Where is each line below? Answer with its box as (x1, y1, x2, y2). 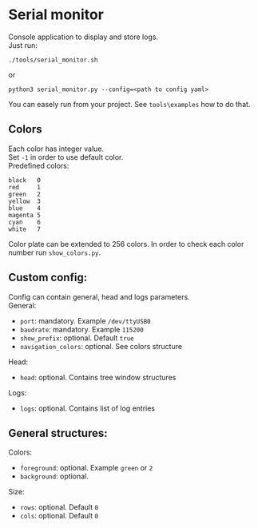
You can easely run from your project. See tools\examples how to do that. (8, 99, 251, 109)
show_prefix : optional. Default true (19, 333, 134, 343)
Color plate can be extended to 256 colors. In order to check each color (8, 239, 244, 248)
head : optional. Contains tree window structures (19, 372, 177, 382)
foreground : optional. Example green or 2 (19, 463, 153, 473)
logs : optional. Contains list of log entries (19, 403, 156, 413)
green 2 (8, 190, 42, 198)
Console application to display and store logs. (8, 32, 158, 42)
